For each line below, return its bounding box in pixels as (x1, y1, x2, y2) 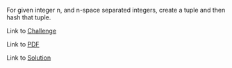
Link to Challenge (6, 27, 57, 35)
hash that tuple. (6, 13, 51, 22)
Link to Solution (6, 53, 51, 62)
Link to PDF (6, 40, 40, 48)
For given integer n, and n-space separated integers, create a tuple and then (6, 6, 226, 14)
